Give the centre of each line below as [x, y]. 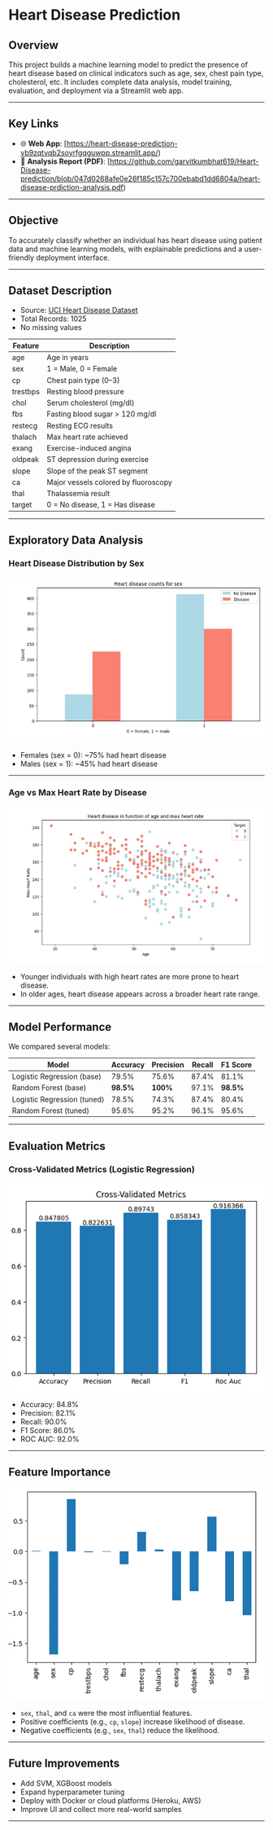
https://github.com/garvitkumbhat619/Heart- [184, 161]
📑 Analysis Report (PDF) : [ [65, 161]
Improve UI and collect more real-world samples [101, 1809]
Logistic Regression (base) [56, 1076]
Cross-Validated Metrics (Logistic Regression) [102, 1169]
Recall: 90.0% [43, 1421]
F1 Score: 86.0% [48, 1430]
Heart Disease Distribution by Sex [76, 564]
